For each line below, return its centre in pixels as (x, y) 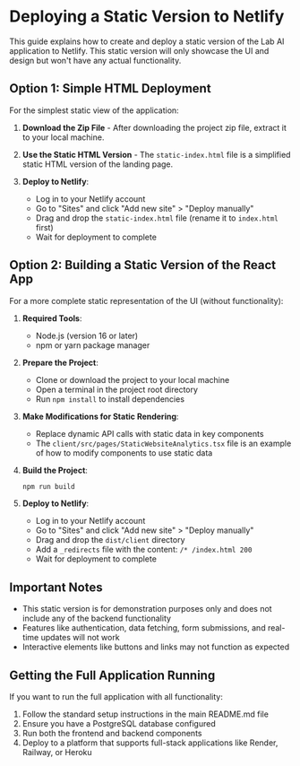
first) (44, 227)
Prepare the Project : (60, 362)
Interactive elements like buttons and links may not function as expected (156, 647)
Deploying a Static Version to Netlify (147, 17)
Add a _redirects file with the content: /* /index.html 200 (144, 550)
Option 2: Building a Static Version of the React (142, 265)
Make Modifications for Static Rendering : (100, 416)
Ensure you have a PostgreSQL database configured (119, 724)
